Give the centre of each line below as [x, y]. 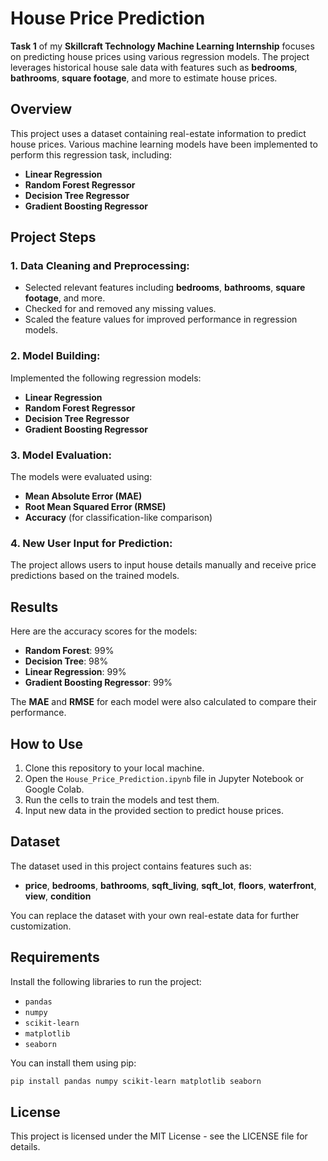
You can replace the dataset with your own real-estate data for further [155, 915]
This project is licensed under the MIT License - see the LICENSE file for [159, 1136]
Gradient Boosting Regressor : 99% [98, 683]
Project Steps [53, 237]
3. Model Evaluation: [61, 455]
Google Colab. [54, 789]
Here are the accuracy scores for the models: [104, 631]
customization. [41, 926]
